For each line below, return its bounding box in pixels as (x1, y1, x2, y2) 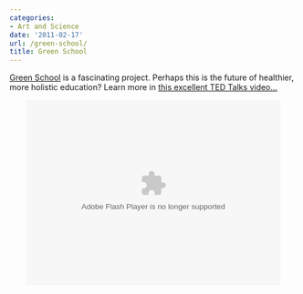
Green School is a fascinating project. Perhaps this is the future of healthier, (9, 72, 295, 83)
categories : (9, 13, 55, 23)
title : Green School (9, 47, 89, 56)
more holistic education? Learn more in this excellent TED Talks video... (9, 82, 278, 93)
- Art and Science (9, 22, 79, 31)
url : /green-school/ (9, 38, 89, 48)
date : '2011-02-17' (9, 30, 84, 39)
